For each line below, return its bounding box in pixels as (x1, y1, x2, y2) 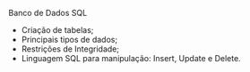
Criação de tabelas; (21, 25, 94, 35)
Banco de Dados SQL (8, 8, 88, 18)
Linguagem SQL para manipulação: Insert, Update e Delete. (21, 53, 241, 63)
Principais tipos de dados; (21, 35, 118, 44)
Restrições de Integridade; (21, 44, 120, 54)
